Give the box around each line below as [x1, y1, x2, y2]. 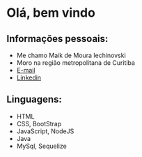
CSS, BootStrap [16, 119, 62, 128]
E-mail [16, 66, 35, 74]
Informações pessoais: [6, 33, 109, 45]
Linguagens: [6, 94, 62, 105]
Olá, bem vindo [6, 5, 95, 21]
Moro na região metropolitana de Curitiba [16, 59, 135, 67]
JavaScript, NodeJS [16, 127, 74, 135]
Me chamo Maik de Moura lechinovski [16, 51, 126, 59]
